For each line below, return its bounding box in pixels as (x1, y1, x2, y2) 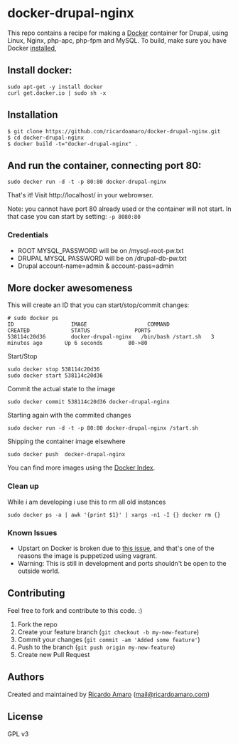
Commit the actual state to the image (7, 385, 116, 393)
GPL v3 (7, 729, 29, 738)
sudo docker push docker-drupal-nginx (7, 451, 126, 458)
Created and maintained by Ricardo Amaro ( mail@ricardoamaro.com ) (7, 690, 210, 698)
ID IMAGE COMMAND (7, 321, 171, 329)
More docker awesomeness (7, 282, 133, 294)
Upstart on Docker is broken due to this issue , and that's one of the (17, 544, 215, 553)
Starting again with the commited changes (7, 411, 131, 420)
